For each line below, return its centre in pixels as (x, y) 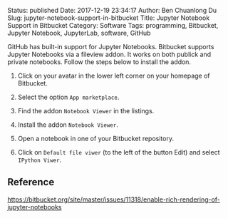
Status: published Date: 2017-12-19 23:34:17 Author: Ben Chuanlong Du (112, 10)
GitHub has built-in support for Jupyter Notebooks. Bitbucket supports (111, 47)
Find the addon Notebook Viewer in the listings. (86, 111)
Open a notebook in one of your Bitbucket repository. (96, 139)
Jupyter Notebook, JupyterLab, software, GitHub (79, 33)
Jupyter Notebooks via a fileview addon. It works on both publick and (109, 54)
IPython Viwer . (40, 160)
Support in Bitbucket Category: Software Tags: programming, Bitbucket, (113, 25)
